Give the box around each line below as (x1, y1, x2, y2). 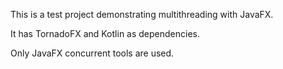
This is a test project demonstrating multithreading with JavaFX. (10, 9, 274, 20)
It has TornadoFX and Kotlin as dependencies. (10, 28, 200, 39)
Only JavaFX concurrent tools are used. (10, 47, 175, 59)
